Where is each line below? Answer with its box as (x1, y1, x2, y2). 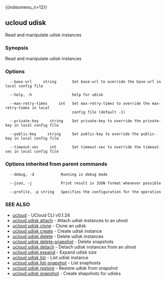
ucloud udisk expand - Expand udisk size (12, 249, 97, 255)
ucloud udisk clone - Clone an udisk (12, 223, 86, 229)
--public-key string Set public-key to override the (9, 132, 139, 137)
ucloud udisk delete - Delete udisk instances (12, 234, 104, 239)
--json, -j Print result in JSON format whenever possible (9, 180, 162, 186)
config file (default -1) (72, 110, 126, 115)
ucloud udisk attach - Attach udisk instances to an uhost (12, 218, 128, 223)
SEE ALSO (5, 201, 30, 208)
